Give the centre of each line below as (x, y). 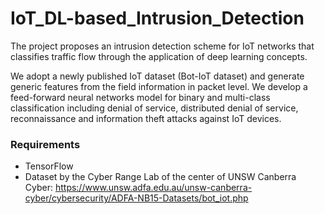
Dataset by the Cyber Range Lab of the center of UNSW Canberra (160, 177)
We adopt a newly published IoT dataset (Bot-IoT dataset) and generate (157, 76)
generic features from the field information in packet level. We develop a (159, 86)
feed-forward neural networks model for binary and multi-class (140, 97)
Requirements (45, 144)
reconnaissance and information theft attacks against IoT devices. (146, 118)
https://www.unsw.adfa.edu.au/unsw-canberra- (153, 188)
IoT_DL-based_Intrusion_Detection (157, 18)
